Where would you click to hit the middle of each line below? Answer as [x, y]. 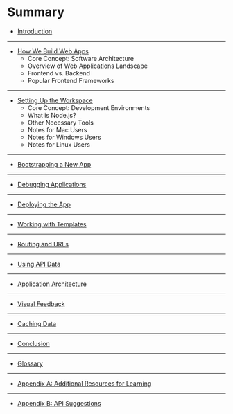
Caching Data [37, 323]
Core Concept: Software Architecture [80, 58]
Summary [36, 12]
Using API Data [39, 264]
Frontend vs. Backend [59, 73]
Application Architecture [52, 284]
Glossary [30, 363]
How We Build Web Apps [53, 51]
